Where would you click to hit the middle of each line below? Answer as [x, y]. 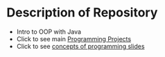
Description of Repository [82, 13]
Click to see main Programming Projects [74, 38]
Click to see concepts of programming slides [80, 46]
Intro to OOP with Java [49, 32]
